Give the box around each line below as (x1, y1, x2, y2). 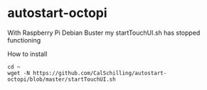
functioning (7, 35, 41, 44)
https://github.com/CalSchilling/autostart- (33, 69, 167, 77)
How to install (7, 50, 48, 58)
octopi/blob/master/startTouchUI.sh (7, 76, 116, 83)
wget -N (7, 69, 31, 77)
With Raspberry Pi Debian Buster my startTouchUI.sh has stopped (7, 28, 201, 37)
